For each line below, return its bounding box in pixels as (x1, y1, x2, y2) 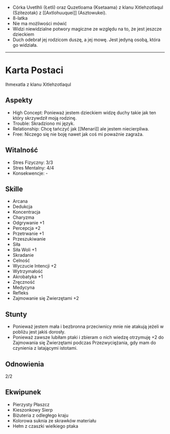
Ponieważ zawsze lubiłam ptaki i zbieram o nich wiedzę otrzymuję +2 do (12, 335, 164, 341)
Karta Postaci (5, 64, 64, 76)
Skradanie (12, 252, 34, 258)
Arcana (12, 198, 28, 205)
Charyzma (12, 214, 34, 220)
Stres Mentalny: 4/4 (12, 164, 54, 171)
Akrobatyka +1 (12, 274, 43, 280)
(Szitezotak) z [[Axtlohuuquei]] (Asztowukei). (12, 10, 107, 16)
